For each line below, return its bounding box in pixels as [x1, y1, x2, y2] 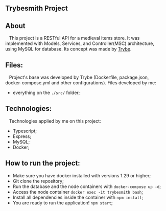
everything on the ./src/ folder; [12, 89, 80, 96]
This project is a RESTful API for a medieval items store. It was [9, 35, 140, 41]
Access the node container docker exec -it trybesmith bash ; [12, 189, 143, 195]
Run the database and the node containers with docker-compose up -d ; [12, 183, 161, 190]
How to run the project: [5, 159, 80, 168]
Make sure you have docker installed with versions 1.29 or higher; [12, 172, 151, 178]
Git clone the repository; [12, 178, 64, 184]
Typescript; [12, 128, 37, 134]
